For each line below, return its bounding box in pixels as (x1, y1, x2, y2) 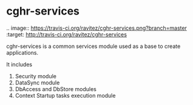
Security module (15, 72, 56, 80)
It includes (6, 61, 32, 68)
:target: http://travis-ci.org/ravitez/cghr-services (6, 30, 127, 38)
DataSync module (15, 79, 60, 86)
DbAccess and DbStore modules (15, 85, 97, 92)
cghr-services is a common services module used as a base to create (6, 42, 181, 50)
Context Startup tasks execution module (15, 92, 116, 99)
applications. (6, 49, 38, 56)
